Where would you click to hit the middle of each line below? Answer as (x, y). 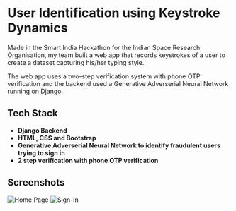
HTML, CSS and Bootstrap (57, 138)
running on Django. (35, 91)
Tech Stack (33, 113)
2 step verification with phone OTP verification (88, 160)
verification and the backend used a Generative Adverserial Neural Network (118, 83)
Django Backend (42, 130)
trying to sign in (41, 152)
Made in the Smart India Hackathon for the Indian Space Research (104, 47)
